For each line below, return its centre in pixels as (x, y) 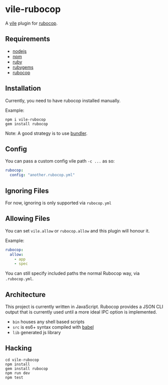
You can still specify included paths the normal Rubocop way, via (72, 273)
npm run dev (18, 373)
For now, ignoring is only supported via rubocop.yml (58, 203)
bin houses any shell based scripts (48, 322)
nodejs (19, 51)
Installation (23, 88)
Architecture (26, 295)
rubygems (23, 67)
